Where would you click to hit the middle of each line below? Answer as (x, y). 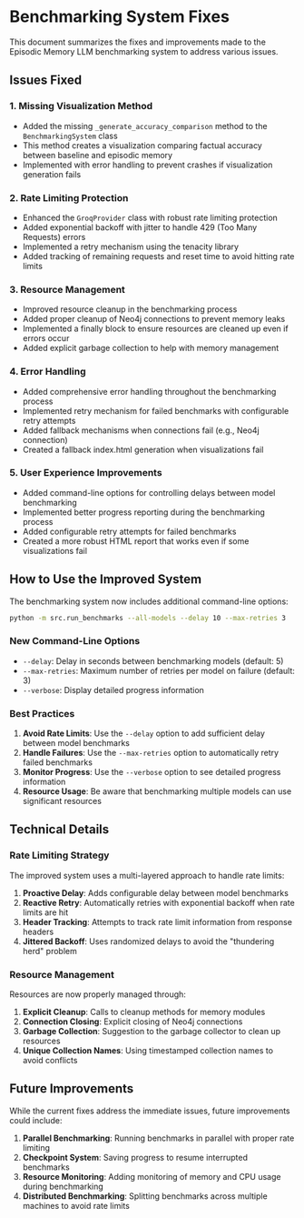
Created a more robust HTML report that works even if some (136, 541)
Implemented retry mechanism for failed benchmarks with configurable (156, 410)
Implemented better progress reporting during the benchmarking (144, 512)
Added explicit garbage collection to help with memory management (151, 348)
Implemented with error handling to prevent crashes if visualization (147, 165)
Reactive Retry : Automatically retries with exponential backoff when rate (158, 902)
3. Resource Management (67, 289)
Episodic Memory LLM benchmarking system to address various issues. (144, 51)
